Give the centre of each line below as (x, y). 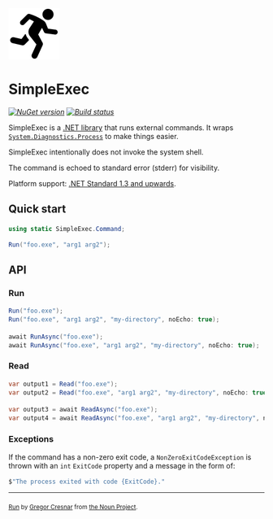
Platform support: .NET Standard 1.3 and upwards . (92, 183)
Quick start (37, 209)
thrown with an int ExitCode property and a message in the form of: (122, 465)
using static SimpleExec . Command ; (67, 229)
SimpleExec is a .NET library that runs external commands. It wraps (121, 127)
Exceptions (31, 439)
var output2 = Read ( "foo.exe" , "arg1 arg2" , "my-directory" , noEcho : (129, 393)
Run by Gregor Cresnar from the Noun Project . (73, 508)
